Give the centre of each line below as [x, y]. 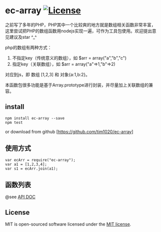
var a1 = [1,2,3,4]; [26, 164]
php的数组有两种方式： [28, 47]
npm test [14, 122]
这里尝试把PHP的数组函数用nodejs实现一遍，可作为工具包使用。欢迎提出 [79, 31]
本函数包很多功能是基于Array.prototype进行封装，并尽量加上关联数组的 [77, 85]
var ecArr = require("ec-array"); [40, 160]
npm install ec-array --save [35, 118]
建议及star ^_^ [23, 37]
